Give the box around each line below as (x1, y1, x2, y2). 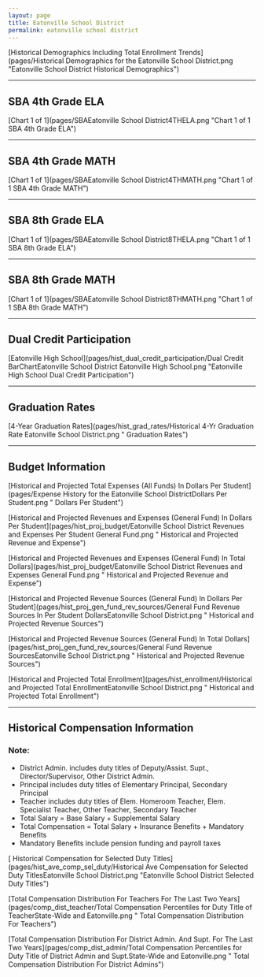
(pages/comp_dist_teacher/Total (8, 902, 112, 912)
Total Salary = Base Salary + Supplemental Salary (19, 813, 181, 823)
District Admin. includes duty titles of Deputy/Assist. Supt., (19, 763, 210, 772)
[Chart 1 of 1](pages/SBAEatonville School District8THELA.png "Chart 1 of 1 (8, 234, 251, 244)
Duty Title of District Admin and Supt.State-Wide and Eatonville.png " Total (8, 951, 250, 960)
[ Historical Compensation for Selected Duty (8, 853, 152, 863)
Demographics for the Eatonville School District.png (65, 56, 233, 65)
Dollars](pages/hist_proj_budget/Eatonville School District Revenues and (8, 562, 243, 571)
